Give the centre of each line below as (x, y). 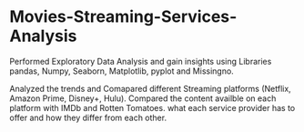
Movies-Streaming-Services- (123, 17)
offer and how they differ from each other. (88, 117)
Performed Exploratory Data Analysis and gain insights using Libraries (141, 61)
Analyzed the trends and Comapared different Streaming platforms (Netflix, (150, 88)
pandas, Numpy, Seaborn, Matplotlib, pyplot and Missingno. (122, 71)
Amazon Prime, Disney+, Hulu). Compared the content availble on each (143, 98)
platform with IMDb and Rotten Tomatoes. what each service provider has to (152, 107)
